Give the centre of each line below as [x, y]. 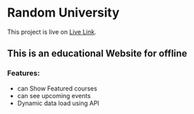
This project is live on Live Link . [52, 32]
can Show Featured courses [57, 88]
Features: [23, 73]
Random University [63, 13]
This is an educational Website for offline [97, 54]
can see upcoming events [54, 95]
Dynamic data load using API [58, 103]
